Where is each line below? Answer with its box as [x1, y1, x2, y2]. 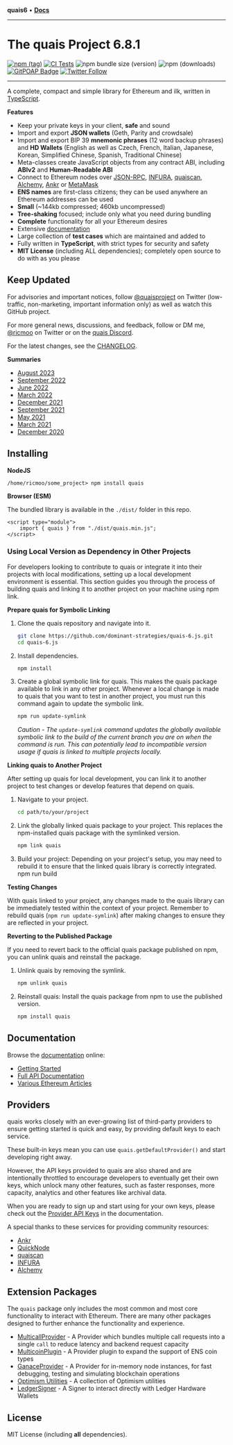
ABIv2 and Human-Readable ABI [17, 165, 113, 174]
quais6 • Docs [7, 6, 50, 14]
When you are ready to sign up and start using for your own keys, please [7, 1202, 215, 1210]
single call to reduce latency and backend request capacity [17, 1340, 189, 1348]
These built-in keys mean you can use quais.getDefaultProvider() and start [7, 1146, 226, 1154]
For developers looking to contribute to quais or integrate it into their [7, 562, 202, 571]
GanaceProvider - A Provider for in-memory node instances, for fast [17, 1362, 212, 1371]
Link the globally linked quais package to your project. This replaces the [17, 821, 223, 830]
